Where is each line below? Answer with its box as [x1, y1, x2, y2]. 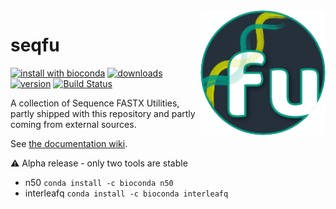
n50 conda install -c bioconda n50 [24, 176, 174, 188]
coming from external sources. [10, 118, 137, 130]
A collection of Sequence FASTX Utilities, [10, 97, 180, 109]
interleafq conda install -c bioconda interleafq [24, 187, 229, 199]
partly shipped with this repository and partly [10, 107, 196, 119]
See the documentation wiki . [10, 137, 128, 149]
